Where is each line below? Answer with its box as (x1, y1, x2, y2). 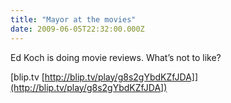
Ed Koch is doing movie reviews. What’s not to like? (10, 51, 222, 63)
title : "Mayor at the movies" (10, 14, 137, 25)
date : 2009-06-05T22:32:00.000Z (10, 24, 145, 34)
